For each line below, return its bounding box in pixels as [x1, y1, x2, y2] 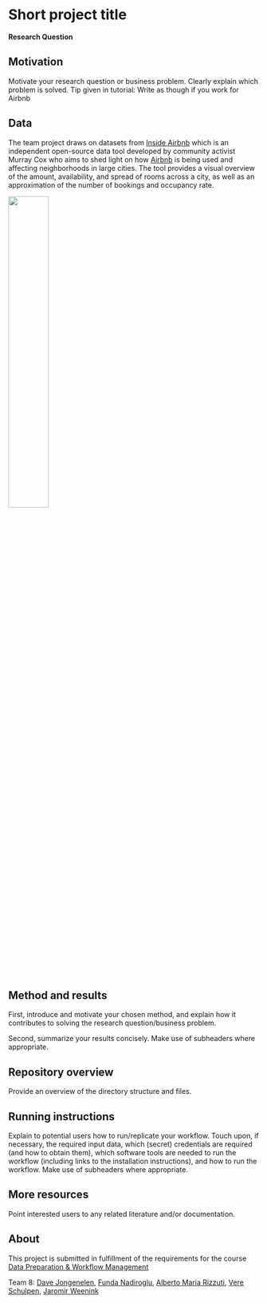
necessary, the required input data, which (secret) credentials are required [8, 1139, 253, 1149]
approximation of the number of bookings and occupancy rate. [8, 180, 214, 189]
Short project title [8, 6, 128, 24]
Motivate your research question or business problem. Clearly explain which [8, 76, 259, 85]
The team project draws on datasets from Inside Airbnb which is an [8, 137, 230, 147]
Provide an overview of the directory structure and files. [8, 1087, 192, 1096]
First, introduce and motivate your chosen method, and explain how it [8, 1010, 237, 1020]
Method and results [8, 988, 108, 1002]
